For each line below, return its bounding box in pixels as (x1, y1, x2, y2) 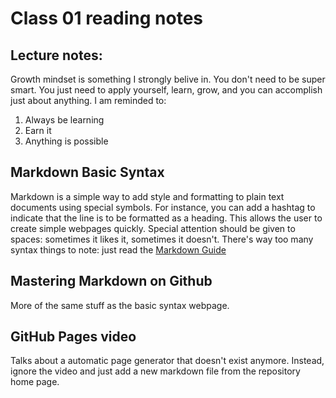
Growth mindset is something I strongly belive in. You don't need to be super (10, 73, 326, 85)
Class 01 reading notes (10, 7, 203, 30)
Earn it (24, 125, 52, 136)
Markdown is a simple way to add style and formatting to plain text (10, 190, 285, 202)
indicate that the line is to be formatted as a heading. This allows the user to (10, 212, 323, 224)
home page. (10, 376, 60, 388)
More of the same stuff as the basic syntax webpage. (10, 299, 230, 311)
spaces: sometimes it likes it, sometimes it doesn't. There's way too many (10, 233, 314, 245)
